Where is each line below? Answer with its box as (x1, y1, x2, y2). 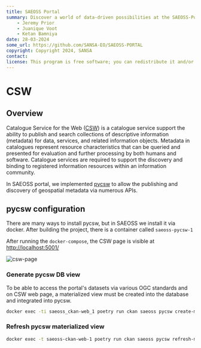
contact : (6, 53, 28, 59)
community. (6, 169, 35, 176)
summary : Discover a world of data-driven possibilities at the (6, 14, 170, 20)
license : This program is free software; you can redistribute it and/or (6, 59, 194, 65)
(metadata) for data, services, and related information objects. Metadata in (6, 137, 190, 144)
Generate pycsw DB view (6, 270, 81, 279)
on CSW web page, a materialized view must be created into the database (6, 291, 189, 298)
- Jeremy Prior (17, 20, 55, 26)
